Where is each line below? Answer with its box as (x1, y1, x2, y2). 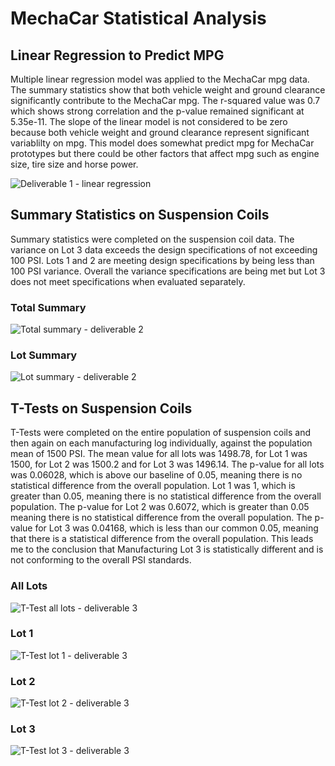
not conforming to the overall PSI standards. (10, 554, 192, 566)
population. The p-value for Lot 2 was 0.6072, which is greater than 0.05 (10, 501, 310, 513)
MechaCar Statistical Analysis (10, 7, 267, 30)
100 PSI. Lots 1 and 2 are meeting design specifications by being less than (10, 254, 315, 266)
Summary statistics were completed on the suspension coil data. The (10, 233, 295, 245)
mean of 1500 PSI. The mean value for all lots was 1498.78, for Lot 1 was (10, 448, 308, 460)
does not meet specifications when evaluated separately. (10, 275, 246, 287)
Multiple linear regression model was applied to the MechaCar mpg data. (10, 73, 310, 85)
